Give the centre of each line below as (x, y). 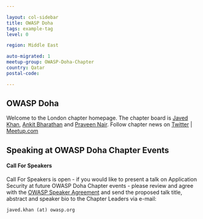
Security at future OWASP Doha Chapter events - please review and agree (100, 186)
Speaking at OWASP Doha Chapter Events (88, 150)
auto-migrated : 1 (28, 56)
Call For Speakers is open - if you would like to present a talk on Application (102, 179)
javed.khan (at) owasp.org (41, 210)
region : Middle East (33, 45)
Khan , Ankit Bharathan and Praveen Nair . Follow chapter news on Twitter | (99, 124)
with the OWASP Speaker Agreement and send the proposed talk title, (94, 192)
